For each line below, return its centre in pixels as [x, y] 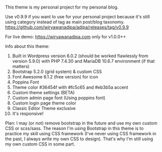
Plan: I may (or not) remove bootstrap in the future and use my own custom [81, 123]
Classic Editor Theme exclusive [44, 108]
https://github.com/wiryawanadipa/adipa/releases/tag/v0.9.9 [67, 27]
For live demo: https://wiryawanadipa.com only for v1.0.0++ [66, 37]
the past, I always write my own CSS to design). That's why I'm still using [79, 139]
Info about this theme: [27, 46]
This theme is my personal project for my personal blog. [62, 7]
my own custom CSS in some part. [40, 144]
